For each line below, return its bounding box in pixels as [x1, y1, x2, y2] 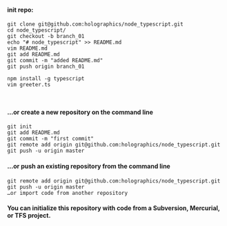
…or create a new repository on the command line [7, 108, 154, 116]
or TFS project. [7, 211, 51, 220]
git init [7, 123, 32, 131]
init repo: [7, 6, 34, 14]
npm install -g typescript [7, 75, 85, 82]
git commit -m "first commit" [7, 135, 95, 142]
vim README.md [7, 45, 48, 52]
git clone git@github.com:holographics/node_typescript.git [7, 21, 184, 28]
